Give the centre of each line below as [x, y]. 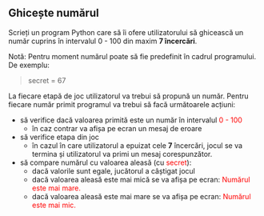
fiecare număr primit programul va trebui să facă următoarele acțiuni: [122, 104]
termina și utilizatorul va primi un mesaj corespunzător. [122, 154]
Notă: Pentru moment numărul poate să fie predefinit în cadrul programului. [132, 56]
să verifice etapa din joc [60, 137]
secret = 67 [47, 80]
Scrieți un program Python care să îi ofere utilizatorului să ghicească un [126, 32]
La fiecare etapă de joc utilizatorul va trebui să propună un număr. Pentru [129, 96]
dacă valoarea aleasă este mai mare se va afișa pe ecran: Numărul [141, 196]
